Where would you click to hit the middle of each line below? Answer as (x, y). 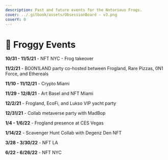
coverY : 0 (16, 19)
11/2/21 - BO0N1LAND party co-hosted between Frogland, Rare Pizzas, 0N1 (84, 69)
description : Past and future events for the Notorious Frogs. (74, 10)
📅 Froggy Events (40, 44)
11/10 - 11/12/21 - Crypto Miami (37, 84)
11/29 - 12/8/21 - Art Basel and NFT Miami (49, 93)
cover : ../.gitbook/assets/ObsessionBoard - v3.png (61, 15)
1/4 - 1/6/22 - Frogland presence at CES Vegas (54, 123)
